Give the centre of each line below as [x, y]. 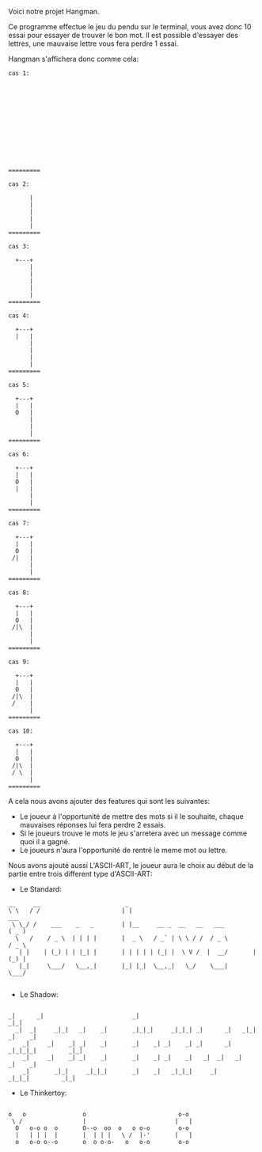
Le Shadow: [39, 995]
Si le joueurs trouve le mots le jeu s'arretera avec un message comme [133, 833]
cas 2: [19, 184]
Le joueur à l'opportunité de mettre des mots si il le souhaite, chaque [131, 817]
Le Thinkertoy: [43, 1093]
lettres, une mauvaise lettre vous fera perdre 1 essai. [93, 44]
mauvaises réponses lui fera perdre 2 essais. [93, 825]
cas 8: [19, 593]
